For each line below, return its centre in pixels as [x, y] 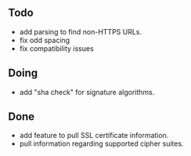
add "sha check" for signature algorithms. [87, 92]
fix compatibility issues [56, 48]
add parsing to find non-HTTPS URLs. [81, 31]
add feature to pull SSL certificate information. [94, 136]
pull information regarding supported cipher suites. [101, 143]
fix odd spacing [45, 40]
